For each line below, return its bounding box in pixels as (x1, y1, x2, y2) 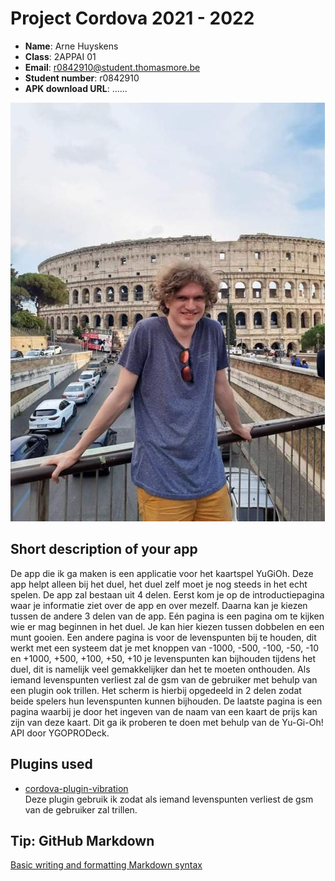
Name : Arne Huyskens (24, 40, 119, 52)
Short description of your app (10, 541, 198, 558)
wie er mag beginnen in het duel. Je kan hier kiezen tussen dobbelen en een (10, 620, 325, 632)
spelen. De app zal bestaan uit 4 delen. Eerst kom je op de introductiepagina (10, 588, 325, 601)
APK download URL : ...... (24, 82, 128, 94)
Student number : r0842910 (24, 72, 140, 84)
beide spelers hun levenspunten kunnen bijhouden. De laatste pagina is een (10, 695, 323, 707)
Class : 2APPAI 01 (24, 50, 97, 62)
